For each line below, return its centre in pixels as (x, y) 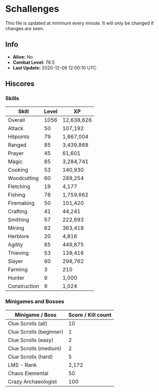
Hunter (16, 278)
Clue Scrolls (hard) (30, 357)
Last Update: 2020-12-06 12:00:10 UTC (55, 67)
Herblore (18, 237)
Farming (18, 270)
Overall (16, 120)
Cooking (18, 170)
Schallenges (32, 9)
